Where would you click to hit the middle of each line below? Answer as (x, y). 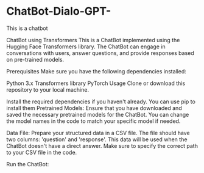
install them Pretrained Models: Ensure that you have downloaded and (94, 108)
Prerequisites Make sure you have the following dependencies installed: (97, 71)
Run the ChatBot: (28, 164)
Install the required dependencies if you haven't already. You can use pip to (101, 101)
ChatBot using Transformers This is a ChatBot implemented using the (93, 40)
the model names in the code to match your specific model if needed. (93, 121)
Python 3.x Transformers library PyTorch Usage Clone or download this (96, 83)
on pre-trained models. (35, 59)
